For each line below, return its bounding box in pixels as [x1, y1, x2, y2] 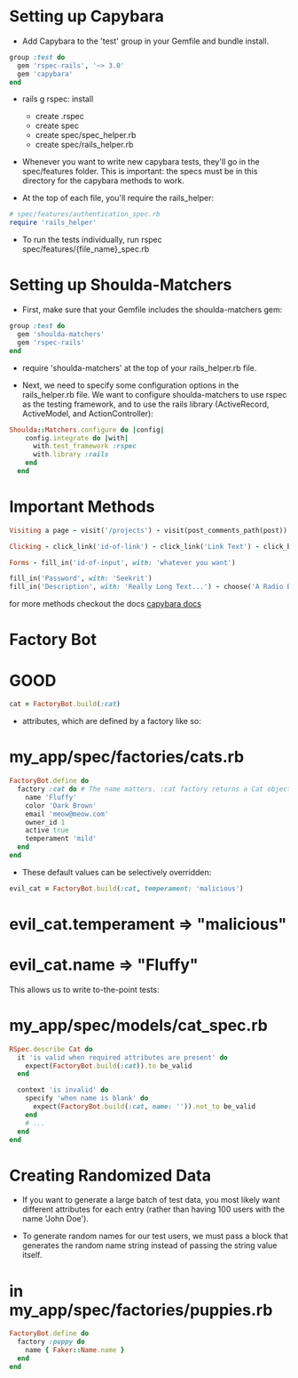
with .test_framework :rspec [32, 442, 137, 451]
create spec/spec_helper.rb [35, 130, 137, 141]
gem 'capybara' [17, 69, 74, 78]
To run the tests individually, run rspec [21, 234, 162, 246]
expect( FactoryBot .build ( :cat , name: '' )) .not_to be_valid [32, 1102, 255, 1111]
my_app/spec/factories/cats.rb [9, 747, 245, 767]
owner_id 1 [25, 818, 66, 826]
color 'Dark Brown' [25, 801, 98, 810]
